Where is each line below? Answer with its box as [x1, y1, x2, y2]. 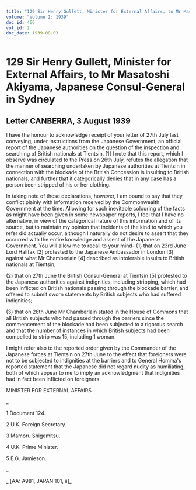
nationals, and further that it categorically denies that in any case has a [6, 175, 177, 182]
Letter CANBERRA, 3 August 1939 [6, 116, 131, 126]
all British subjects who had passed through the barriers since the [6, 315, 164, 322]
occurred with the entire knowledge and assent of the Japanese [6, 236, 160, 243]
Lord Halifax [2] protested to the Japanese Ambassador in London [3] [6, 249, 174, 256]
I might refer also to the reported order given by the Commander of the [6, 344, 176, 351]
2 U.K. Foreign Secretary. [6, 421, 66, 428]
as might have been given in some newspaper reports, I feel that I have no [6, 211, 184, 218]
